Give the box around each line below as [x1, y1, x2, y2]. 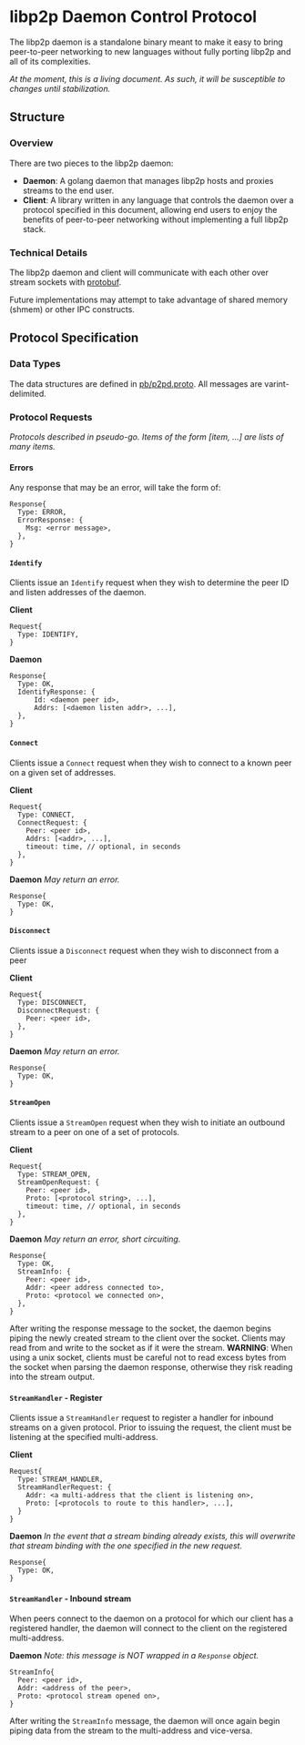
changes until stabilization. [9, 83, 111, 94]
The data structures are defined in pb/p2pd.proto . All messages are [9, 378, 262, 389]
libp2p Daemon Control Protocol [9, 6, 258, 27]
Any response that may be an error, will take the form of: [9, 482, 221, 493]
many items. [9, 441, 56, 451]
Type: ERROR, [17, 508, 67, 517]
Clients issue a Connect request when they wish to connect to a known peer [9, 757, 292, 768]
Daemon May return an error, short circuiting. [9, 1233, 181, 1244]
